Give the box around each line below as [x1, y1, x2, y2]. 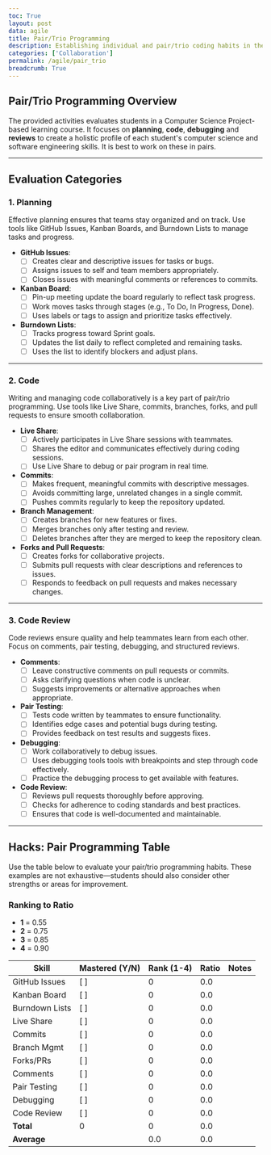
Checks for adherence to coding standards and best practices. [31, 800, 241, 809]
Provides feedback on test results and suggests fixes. [31, 729, 211, 738]
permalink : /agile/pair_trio [8, 57, 106, 65]
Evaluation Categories [8, 172, 123, 186]
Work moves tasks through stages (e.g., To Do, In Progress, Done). [31, 301, 255, 311]
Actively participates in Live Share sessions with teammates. [31, 435, 234, 444]
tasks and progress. [8, 232, 75, 242]
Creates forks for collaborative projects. [31, 551, 165, 561]
